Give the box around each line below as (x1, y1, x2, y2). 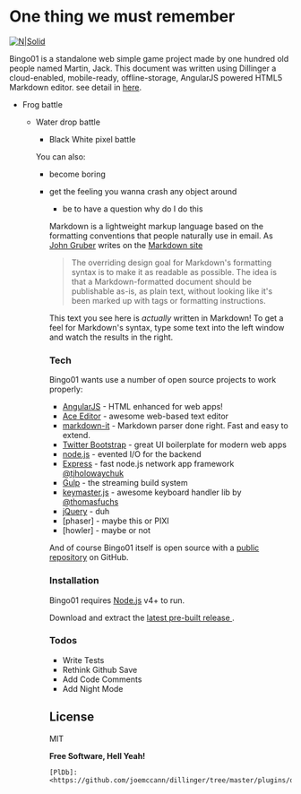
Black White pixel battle (48, 134, 136, 144)
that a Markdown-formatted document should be (71, 276, 253, 287)
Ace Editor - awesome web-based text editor (62, 410, 229, 422)
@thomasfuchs (62, 496, 119, 507)
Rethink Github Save (62, 664, 138, 675)
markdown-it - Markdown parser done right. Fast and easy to (62, 420, 288, 431)
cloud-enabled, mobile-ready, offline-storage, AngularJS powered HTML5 (9, 72, 283, 82)
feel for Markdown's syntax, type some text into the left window (48, 322, 285, 332)
